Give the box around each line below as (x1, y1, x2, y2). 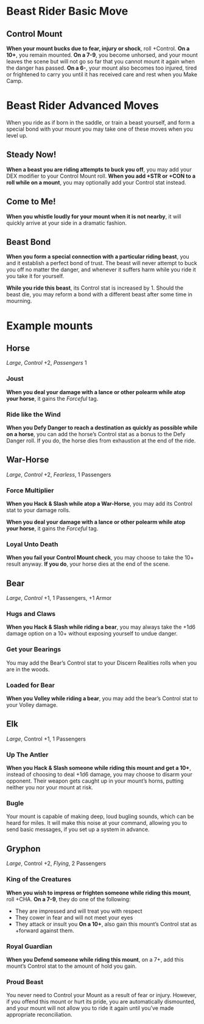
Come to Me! (6, 197, 56, 207)
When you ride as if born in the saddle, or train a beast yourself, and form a (6, 119, 195, 126)
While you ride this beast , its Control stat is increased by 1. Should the (6, 284, 184, 291)
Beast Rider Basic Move (6, 4, 128, 18)
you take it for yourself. (6, 272, 65, 280)
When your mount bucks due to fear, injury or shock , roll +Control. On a (6, 45, 190, 52)
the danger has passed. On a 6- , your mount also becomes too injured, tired (6, 64, 197, 71)
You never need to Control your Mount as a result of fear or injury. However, (6, 992, 197, 999)
